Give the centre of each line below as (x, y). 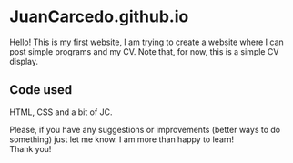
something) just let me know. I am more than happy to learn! (122, 139)
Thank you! (30, 148)
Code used (41, 90)
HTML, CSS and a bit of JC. (61, 112)
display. (24, 61)
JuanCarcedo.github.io (99, 17)
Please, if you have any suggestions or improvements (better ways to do (145, 129)
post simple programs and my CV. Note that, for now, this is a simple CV (144, 51)
